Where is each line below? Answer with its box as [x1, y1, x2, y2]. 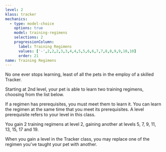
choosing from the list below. [5, 92, 64, 98]
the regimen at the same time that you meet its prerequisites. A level [5, 106, 144, 112]
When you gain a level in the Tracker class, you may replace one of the [5, 136, 150, 142]
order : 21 [18, 53, 39, 58]
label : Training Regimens [18, 44, 72, 49]
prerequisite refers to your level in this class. [5, 112, 96, 118]
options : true [14, 26, 43, 31]
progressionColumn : [14, 40, 55, 45]
